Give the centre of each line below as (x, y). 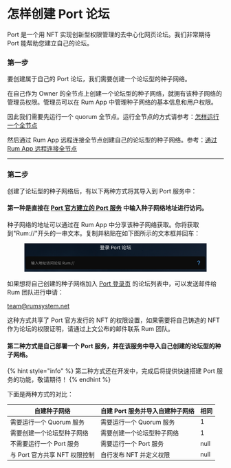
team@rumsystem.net (38, 306)
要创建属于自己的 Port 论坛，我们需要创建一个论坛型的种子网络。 (99, 79)
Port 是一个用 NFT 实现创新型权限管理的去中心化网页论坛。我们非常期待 (109, 34)
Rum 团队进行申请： (35, 292)
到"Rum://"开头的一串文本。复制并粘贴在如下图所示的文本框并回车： (104, 233)
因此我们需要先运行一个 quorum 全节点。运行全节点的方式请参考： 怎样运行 (113, 117)
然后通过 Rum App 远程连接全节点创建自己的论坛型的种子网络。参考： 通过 (112, 140)
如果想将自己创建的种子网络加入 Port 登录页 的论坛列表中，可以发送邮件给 (112, 284)
